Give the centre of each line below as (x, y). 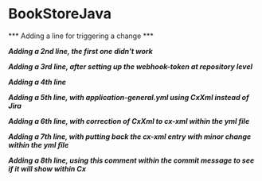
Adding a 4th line (37, 82)
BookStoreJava (60, 14)
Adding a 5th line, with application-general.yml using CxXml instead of (129, 97)
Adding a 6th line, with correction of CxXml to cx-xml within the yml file (129, 121)
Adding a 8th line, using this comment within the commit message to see (131, 160)
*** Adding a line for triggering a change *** (81, 36)
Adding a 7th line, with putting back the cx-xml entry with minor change (130, 137)
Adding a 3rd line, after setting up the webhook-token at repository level (131, 66)
